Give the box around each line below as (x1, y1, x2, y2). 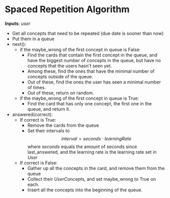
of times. (27, 84, 46, 90)
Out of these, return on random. (27, 90, 94, 96)
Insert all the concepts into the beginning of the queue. (27, 187, 143, 193)
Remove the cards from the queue (27, 122, 99, 128)
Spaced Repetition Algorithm (5, 4, 130, 15)
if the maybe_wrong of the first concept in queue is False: (19, 46, 141, 52)
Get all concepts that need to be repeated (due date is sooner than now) (12, 30, 164, 36)
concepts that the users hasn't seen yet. (27, 63, 112, 69)
